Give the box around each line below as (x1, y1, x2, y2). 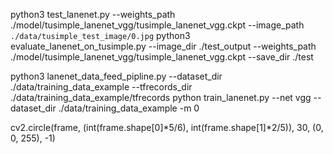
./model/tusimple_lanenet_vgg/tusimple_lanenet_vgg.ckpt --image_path (10, 19, 305, 31)
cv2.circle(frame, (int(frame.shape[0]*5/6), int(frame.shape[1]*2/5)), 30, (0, (10, 122, 324, 133)
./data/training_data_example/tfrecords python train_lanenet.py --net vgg (10, 92, 312, 103)
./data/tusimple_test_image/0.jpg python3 (10, 30, 191, 41)
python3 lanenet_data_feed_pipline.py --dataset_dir (10, 70, 223, 82)
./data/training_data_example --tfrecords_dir (10, 81, 193, 93)
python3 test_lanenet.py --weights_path (10, 9, 176, 20)
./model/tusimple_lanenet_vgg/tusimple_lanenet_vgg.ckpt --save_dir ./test (10, 51, 314, 63)
